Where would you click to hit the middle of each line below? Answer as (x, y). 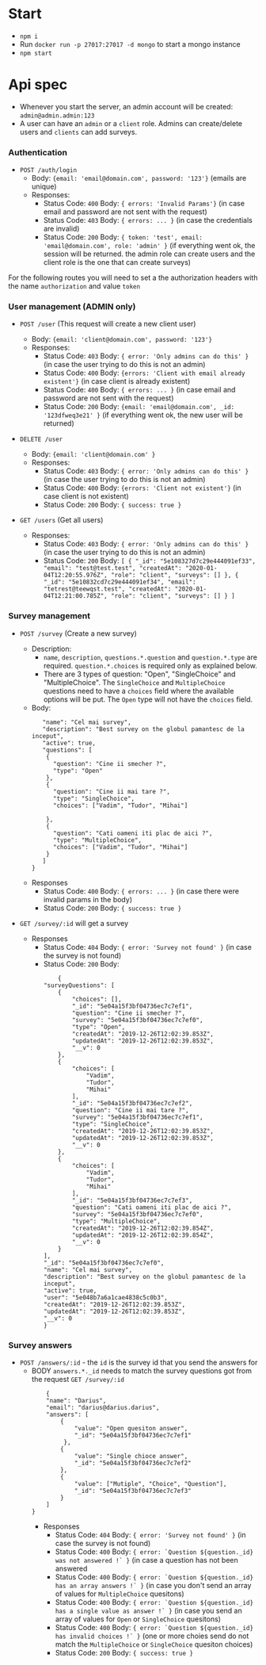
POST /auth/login (48, 170)
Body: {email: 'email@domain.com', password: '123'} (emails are (139, 178)
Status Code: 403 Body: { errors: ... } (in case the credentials (148, 220)
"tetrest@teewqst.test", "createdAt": (107, 589)
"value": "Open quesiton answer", (131, 1429)
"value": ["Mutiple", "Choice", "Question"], (150, 1484)
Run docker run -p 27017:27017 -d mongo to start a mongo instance (130, 44)
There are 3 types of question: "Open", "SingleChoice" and (139, 674)
